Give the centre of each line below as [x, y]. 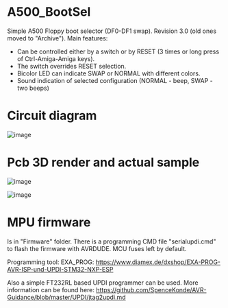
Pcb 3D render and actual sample [103, 163]
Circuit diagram [52, 116]
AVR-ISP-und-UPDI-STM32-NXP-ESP [60, 269]
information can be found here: [51, 289]
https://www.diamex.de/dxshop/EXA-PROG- [158, 262]
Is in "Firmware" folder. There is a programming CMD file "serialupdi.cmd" [112, 241]
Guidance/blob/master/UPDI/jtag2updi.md [66, 297]
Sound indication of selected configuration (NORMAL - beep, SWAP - [115, 80]
